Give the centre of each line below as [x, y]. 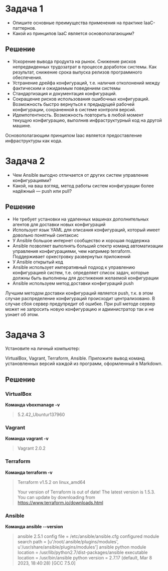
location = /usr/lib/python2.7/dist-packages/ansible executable [82, 552]
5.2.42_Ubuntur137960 [41, 415]
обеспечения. [27, 77]
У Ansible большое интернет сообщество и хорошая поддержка [81, 240]
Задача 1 [24, 9]
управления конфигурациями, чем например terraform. [72, 251]
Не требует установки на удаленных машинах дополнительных [80, 219]
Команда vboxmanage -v [33, 405]
